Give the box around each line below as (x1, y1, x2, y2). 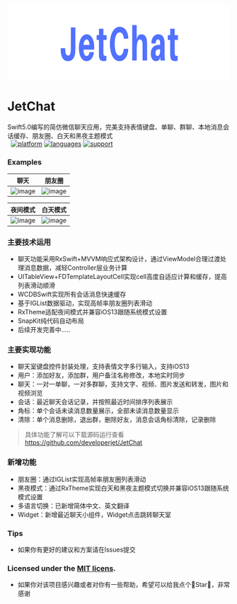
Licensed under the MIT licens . (7, 563, 116, 573)
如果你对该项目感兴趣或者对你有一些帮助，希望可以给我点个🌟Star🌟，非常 (17, 581, 230, 589)
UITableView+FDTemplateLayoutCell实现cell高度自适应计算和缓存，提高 (17, 273, 228, 281)
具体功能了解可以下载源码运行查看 (24, 431, 125, 439)
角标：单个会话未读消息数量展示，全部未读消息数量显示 (17, 406, 179, 415)
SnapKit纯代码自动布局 (17, 317, 85, 325)
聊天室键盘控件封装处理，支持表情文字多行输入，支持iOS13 (17, 363, 190, 371)
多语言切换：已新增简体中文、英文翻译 (17, 501, 129, 510)
